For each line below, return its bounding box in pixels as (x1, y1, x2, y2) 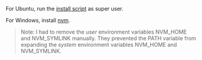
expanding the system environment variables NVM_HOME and (20, 41, 177, 48)
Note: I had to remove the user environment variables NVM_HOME (20, 28, 187, 35)
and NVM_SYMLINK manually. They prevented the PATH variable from (20, 35, 197, 41)
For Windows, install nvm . (5, 17, 71, 23)
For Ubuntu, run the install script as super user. (5, 5, 124, 12)
